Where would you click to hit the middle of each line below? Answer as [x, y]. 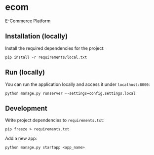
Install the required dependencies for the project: [55, 48]
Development [26, 108]
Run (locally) [25, 72]
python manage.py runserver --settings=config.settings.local [70, 93]
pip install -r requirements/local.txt [46, 57]
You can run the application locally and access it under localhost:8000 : [77, 84]
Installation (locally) [37, 36]
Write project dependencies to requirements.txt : [55, 120]
